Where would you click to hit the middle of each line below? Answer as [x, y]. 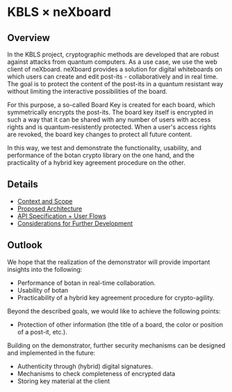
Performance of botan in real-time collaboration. [86, 283]
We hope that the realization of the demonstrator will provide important [109, 262]
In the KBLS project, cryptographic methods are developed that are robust [113, 54]
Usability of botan [43, 290]
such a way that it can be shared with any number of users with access [109, 120]
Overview [29, 38]
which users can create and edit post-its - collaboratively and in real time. [113, 76]
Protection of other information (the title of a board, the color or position [120, 325]
